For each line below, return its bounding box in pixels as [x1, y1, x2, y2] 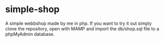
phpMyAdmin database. [5, 31, 55, 37]
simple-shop [5, 4, 60, 15]
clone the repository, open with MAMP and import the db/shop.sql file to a [5, 25, 159, 31]
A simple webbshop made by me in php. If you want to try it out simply [5, 20, 152, 26]
